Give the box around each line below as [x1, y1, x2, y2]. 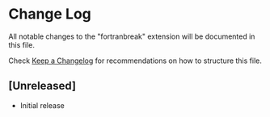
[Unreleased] [8, 79, 77, 93]
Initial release [19, 100, 65, 110]
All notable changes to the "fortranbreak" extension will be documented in [8, 31, 255, 41]
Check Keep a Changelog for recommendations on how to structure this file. [8, 56, 263, 65]
